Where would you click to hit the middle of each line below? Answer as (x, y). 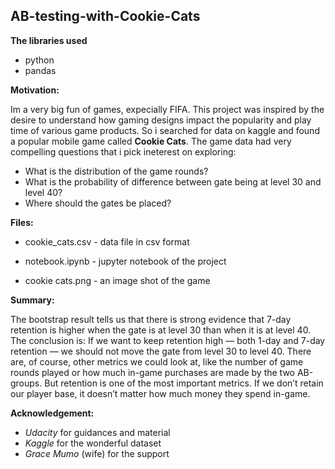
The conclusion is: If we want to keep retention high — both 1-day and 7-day (168, 340)
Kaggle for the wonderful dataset (93, 443)
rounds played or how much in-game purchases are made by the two (152, 372)
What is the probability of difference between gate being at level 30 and (173, 181)
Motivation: (35, 90)
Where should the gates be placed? (98, 203)
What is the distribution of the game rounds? (116, 171)
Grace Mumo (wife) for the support (97, 453)
